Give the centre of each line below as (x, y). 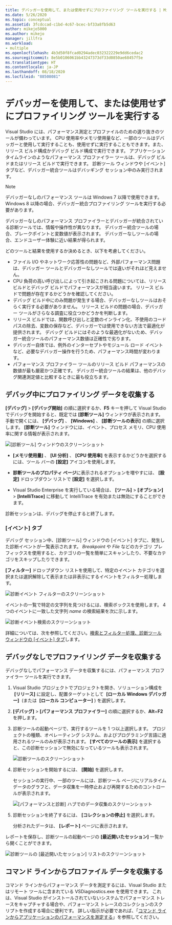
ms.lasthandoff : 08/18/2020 (35, 72)
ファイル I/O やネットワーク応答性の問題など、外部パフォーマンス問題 (87, 262)
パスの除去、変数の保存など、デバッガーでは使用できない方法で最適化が (89, 326)
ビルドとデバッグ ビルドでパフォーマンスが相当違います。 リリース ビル (88, 287)
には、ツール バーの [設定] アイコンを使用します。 (66, 462)
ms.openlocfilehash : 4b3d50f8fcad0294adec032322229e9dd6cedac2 (74, 53)
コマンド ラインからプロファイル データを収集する (84, 872)
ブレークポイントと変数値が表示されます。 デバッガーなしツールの (84, 233)
